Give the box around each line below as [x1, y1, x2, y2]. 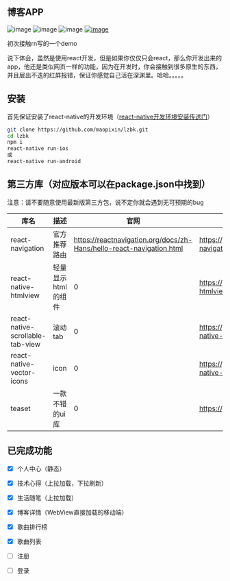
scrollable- [10, 331, 47, 341]
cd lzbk [7, 132, 29, 139]
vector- [10, 367, 36, 377]
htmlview [10, 290, 40, 300]
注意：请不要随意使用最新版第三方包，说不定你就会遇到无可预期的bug [7, 198, 204, 206]
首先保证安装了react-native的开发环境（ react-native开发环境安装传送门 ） [7, 112, 214, 121]
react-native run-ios [7, 145, 69, 152]
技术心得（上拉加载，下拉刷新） [16, 479, 107, 487]
